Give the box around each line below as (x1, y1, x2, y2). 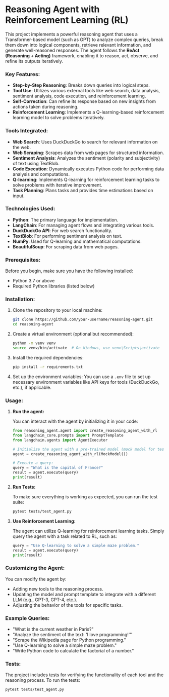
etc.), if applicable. (12, 384, 51, 390)
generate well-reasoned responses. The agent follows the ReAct (5, 47, 140, 53)
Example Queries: (5, 614, 50, 621)
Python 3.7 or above (12, 278, 55, 284)
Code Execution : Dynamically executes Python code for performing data (12, 166, 164, 172)
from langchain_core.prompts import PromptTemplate (12, 432, 124, 438)
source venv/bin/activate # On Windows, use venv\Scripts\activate (12, 346, 160, 351)
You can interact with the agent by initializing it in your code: (12, 418, 138, 424)
